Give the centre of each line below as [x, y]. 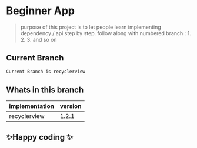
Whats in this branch [45, 90]
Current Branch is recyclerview [46, 72]
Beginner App [41, 11]
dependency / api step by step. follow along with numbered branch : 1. [106, 33]
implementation [32, 106]
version [71, 106]
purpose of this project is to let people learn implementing [91, 27]
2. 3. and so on [39, 39]
